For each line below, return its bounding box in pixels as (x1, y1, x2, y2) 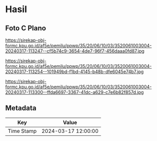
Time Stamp (8, 127, 37, 134)
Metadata (5, 104, 37, 113)
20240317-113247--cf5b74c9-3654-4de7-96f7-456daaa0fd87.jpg (5, 48, 145, 54)
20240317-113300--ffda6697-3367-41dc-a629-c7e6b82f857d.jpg (5, 89, 144, 95)
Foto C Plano (5, 24, 46, 32)
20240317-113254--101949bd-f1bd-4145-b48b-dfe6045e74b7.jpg (5, 68, 144, 75)
